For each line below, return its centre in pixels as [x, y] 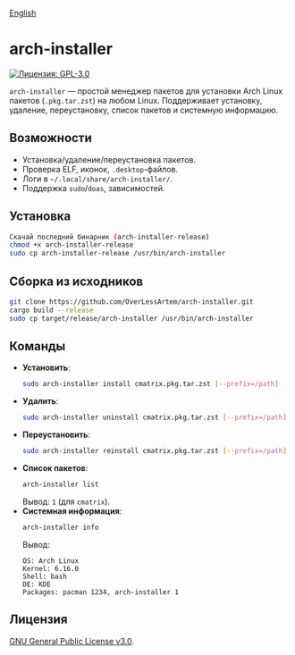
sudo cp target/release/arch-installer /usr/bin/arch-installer [131, 318]
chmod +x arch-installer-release [72, 245]
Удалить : [40, 401]
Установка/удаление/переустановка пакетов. [109, 159]
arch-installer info [60, 527]
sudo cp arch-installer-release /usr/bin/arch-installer [118, 254]
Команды [38, 346]
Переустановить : [56, 435]
